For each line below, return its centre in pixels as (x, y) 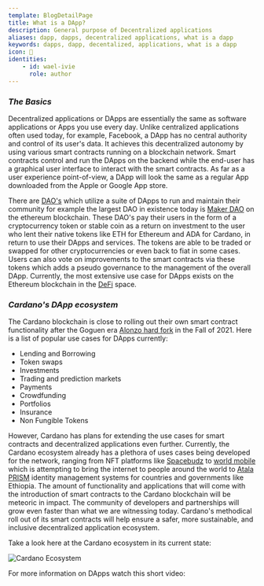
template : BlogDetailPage (50, 15)
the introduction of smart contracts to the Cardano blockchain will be (119, 494)
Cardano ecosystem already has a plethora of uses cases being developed (129, 452)
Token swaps (41, 362)
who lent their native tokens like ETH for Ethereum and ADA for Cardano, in (130, 234)
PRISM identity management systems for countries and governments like (126, 477)
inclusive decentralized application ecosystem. (84, 528)
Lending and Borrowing (57, 354)
